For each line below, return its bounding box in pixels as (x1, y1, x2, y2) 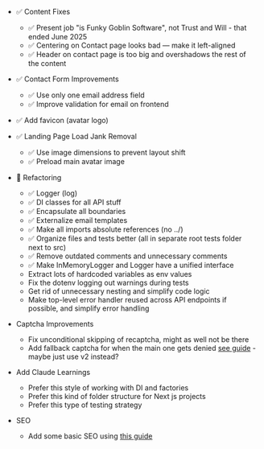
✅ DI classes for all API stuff (27, 197, 122, 207)
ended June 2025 (27, 32, 88, 41)
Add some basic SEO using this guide (27, 431, 153, 441)
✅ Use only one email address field (27, 90, 145, 100)
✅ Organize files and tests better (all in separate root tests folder (27, 233, 242, 243)
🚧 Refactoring (15, 173, 62, 182)
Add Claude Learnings (15, 368, 91, 377)
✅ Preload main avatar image (27, 157, 125, 166)
